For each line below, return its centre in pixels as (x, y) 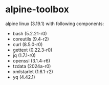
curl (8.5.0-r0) (28, 44)
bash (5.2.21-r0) (30, 33)
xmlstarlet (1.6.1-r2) (33, 71)
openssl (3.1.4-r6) (31, 60)
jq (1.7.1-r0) (24, 55)
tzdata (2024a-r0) (32, 66)
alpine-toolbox (37, 9)
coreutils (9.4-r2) (31, 39)
